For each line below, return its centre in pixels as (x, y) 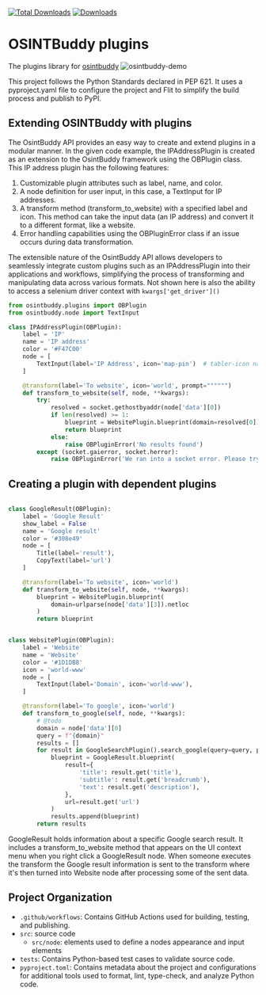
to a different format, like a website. (78, 225)
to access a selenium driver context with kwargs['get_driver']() (114, 291)
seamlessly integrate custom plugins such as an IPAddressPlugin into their (129, 265)
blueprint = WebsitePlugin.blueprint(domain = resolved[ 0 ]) (162, 422)
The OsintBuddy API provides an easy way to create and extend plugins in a (132, 142)
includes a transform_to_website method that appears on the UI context (125, 848)
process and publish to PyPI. (55, 98)
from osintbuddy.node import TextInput (74, 313)
